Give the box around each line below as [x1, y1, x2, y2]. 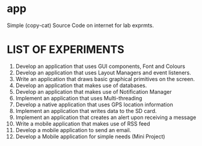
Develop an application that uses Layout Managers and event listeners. [15, 68, 191, 76]
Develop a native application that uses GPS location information [15, 101, 173, 108]
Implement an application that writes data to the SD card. [15, 107, 157, 114]
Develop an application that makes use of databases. [15, 82, 147, 89]
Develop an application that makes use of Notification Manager [15, 88, 172, 95]
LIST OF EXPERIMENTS [7, 43, 125, 56]
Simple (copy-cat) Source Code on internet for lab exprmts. [7, 22, 154, 29]
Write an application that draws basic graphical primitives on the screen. [15, 75, 195, 82]
